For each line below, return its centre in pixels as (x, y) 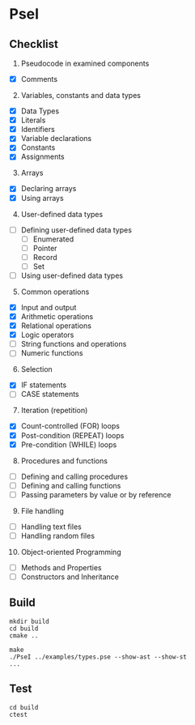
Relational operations (56, 326)
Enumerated (53, 239)
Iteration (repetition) (54, 411)
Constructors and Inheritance (70, 577)
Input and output (49, 307)
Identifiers (38, 130)
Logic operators (47, 335)
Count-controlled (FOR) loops (70, 426)
